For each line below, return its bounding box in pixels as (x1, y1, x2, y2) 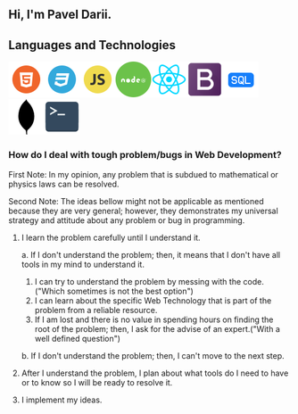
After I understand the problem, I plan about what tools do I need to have (21, 368, 289, 378)
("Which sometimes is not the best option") (34, 286, 194, 296)
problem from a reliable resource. (34, 304, 158, 315)
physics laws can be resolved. (8, 178, 120, 189)
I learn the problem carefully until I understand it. (21, 232, 202, 243)
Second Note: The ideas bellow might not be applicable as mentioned (8, 195, 264, 206)
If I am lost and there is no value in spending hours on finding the (34, 314, 274, 325)
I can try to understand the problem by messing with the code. (34, 276, 264, 286)
